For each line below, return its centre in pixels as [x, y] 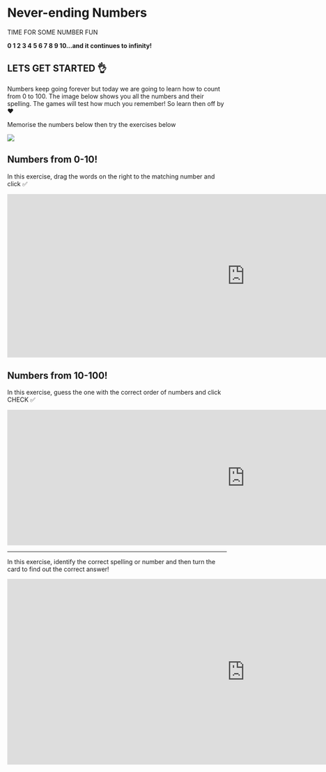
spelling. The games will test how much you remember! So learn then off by [116, 103]
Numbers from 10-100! [57, 376]
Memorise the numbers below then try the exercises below [92, 124]
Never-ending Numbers [77, 13]
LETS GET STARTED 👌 [57, 69]
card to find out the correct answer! [58, 569]
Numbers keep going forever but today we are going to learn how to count [114, 89]
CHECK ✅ [22, 400]
